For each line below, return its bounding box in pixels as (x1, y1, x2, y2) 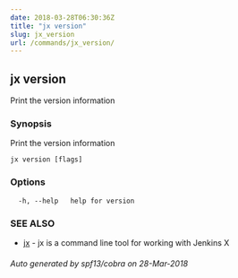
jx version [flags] (10, 155, 83, 164)
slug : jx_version (10, 30, 75, 39)
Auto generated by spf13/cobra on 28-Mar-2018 (10, 257, 189, 269)
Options (10, 176, 46, 188)
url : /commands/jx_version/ (10, 38, 115, 48)
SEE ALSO (10, 217, 55, 230)
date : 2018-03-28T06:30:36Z (10, 13, 115, 22)
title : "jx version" (10, 22, 88, 30)
